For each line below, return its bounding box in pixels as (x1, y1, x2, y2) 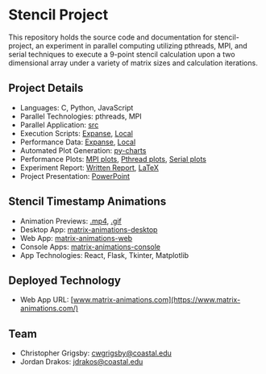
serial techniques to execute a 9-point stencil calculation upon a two (8, 49, 235, 59)
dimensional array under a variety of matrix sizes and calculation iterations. (8, 58, 258, 68)
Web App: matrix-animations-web (19, 233, 133, 243)
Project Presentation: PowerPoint (19, 171, 131, 181)
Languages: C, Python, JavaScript (19, 102, 134, 112)
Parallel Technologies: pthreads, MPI (19, 111, 143, 121)
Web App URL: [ (19, 295, 74, 305)
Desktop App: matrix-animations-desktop (19, 224, 158, 235)
